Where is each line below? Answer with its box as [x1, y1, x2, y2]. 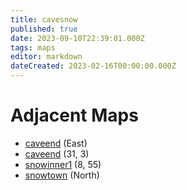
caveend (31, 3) [24, 147, 90, 160]
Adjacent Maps [10, 104, 139, 127]
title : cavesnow [10, 14, 78, 25]
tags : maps [10, 42, 56, 53]
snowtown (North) [24, 169, 100, 181]
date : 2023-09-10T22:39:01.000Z [10, 33, 145, 43]
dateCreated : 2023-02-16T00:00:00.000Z [10, 61, 177, 71]
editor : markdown [10, 52, 83, 62]
